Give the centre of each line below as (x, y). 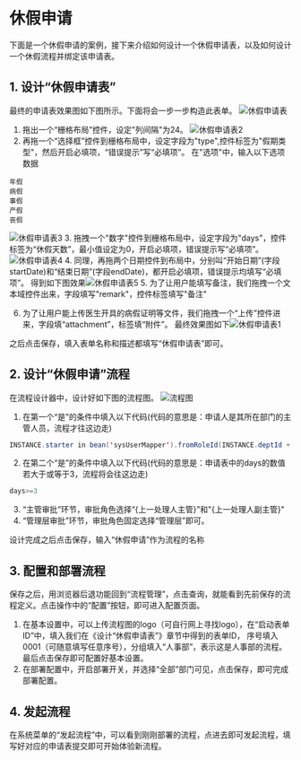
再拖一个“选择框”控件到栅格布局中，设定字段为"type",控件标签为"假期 (150, 141)
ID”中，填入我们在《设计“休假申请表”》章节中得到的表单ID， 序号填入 (150, 636)
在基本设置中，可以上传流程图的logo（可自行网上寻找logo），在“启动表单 (156, 625)
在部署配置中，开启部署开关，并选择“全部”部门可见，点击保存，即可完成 (155, 669)
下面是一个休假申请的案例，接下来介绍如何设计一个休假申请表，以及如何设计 (150, 45)
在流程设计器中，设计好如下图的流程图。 (84, 397)
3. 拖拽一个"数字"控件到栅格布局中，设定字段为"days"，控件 (175, 238)
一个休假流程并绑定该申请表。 (64, 56)
